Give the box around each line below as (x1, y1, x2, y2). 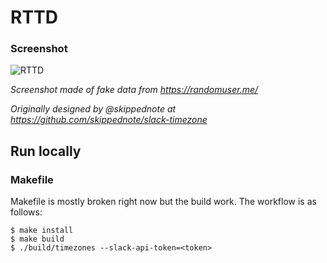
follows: (10, 206, 43, 218)
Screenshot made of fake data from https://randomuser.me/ (10, 84, 259, 96)
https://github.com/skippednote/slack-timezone (10, 114, 208, 126)
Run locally (10, 142, 82, 160)
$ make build (10, 234, 65, 245)
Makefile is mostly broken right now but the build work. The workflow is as (10, 196, 317, 208)
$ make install (10, 226, 74, 236)
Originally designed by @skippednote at (10, 103, 177, 115)
